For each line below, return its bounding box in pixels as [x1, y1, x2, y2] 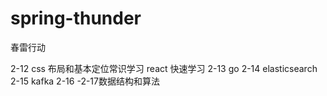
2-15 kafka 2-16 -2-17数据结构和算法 [10, 75, 160, 87]
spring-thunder [10, 7, 142, 30]
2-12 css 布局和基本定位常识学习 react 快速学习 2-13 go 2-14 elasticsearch [10, 62, 318, 74]
